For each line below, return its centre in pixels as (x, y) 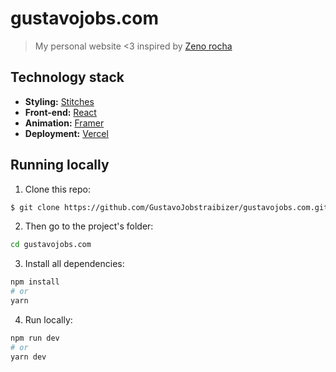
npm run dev (35, 338)
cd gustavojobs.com (51, 245)
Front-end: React (60, 112)
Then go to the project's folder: (89, 226)
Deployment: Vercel (66, 133)
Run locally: (48, 319)
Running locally (60, 165)
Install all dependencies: (74, 264)
